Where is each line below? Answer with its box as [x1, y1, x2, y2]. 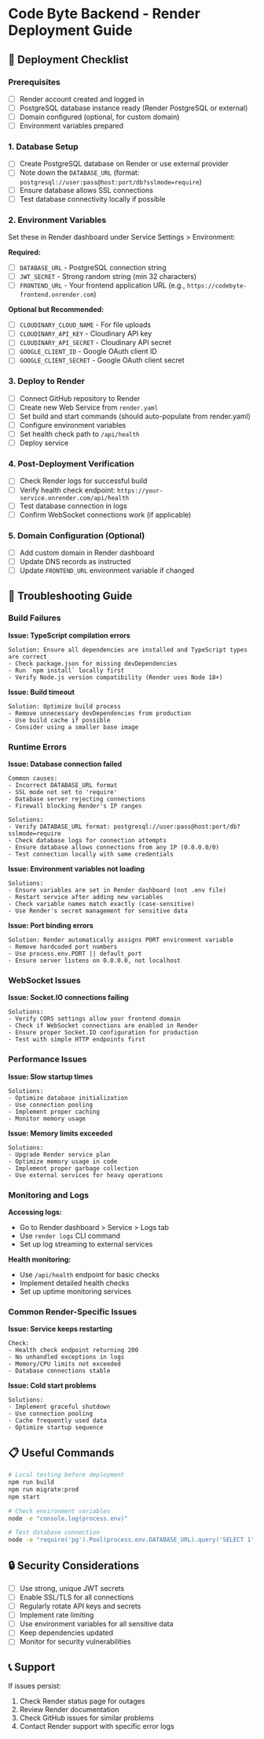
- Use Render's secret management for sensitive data [8, 907, 189, 915]
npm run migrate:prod [8, 1485, 79, 1493]
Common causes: [8, 775, 58, 782]
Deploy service [19, 438, 69, 448]
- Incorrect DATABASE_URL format [8, 782, 118, 790]
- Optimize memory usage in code [8, 1157, 118, 1165]
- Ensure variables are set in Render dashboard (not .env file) [8, 886, 226, 894]
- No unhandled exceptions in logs [8, 1353, 125, 1362]
